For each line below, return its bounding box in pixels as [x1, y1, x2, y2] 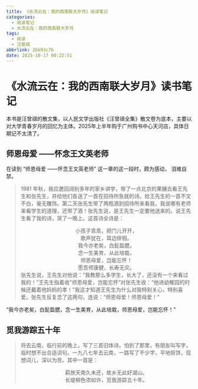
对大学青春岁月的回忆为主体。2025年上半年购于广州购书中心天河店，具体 [6, 122, 184, 130]
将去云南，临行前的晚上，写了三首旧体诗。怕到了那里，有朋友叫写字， [20, 342, 192, 349]
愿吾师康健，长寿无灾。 [77, 264, 135, 271]
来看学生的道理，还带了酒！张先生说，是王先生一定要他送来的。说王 [20, 207, 186, 215]
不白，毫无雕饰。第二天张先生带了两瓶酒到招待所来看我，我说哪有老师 [20, 200, 192, 207]
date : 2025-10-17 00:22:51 [6, 52, 72, 58]
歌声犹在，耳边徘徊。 [80, 235, 133, 242]
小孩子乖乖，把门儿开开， [75, 228, 137, 235]
